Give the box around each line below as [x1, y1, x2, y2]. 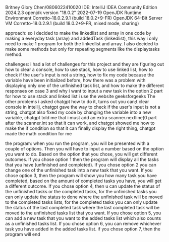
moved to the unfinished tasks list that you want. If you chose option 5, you [5, 210, 161, 216]
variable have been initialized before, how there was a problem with [5, 77, 146, 83]
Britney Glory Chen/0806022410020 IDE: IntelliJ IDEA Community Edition [5, 5, 157, 10]
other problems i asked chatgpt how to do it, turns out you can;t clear [5, 99, 149, 105]
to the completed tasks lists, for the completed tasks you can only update [5, 199, 158, 205]
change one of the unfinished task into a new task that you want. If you [5, 167, 153, 173]
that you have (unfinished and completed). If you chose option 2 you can [5, 162, 156, 168]
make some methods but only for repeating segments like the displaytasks [5, 46, 160, 52]
